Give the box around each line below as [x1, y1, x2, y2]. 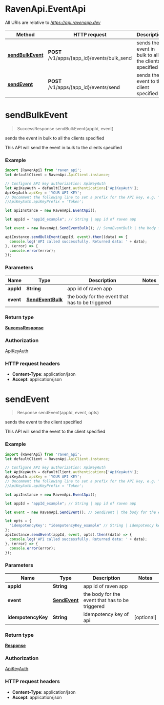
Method [16, 31, 35, 38]
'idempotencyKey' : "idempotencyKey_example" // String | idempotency [9, 523, 154, 528]
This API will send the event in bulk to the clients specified [5, 144, 122, 150]
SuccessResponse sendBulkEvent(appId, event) [17, 125, 114, 131]
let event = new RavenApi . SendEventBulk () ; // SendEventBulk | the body [5, 226, 156, 231]
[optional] [134, 614, 157, 621]
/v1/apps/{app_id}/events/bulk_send [48, 55, 132, 61]
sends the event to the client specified [5, 419, 82, 425]
